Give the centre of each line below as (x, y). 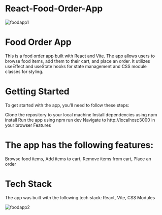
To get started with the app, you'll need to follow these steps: (67, 105)
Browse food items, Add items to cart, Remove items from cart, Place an (78, 159)
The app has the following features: (79, 145)
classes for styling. (24, 72)
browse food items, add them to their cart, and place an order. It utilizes (78, 61)
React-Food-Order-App (54, 9)
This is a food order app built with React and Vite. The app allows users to (80, 56)
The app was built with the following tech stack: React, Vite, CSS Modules (80, 197)
